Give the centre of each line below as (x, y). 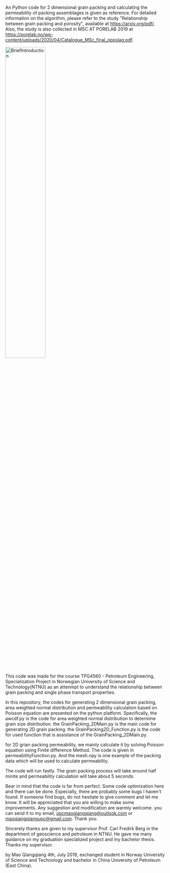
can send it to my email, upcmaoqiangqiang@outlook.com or (69, 813)
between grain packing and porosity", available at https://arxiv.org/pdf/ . (80, 23)
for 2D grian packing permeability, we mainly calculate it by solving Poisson (84, 745)
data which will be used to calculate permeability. (57, 761)
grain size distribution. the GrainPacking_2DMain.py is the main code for (81, 724)
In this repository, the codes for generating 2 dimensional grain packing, (81, 702)
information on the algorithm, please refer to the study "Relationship (77, 18)
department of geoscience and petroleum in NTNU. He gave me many (79, 834)
